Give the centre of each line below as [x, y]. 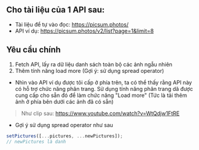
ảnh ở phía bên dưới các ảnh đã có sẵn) [64, 101]
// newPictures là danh [36, 142]
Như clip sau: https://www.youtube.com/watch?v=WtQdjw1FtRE [100, 113]
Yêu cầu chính [34, 50]
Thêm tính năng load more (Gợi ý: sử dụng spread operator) [90, 70]
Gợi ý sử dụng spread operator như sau [64, 125]
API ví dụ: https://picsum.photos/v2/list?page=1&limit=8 [84, 31]
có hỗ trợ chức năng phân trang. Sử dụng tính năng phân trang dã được [104, 89]
